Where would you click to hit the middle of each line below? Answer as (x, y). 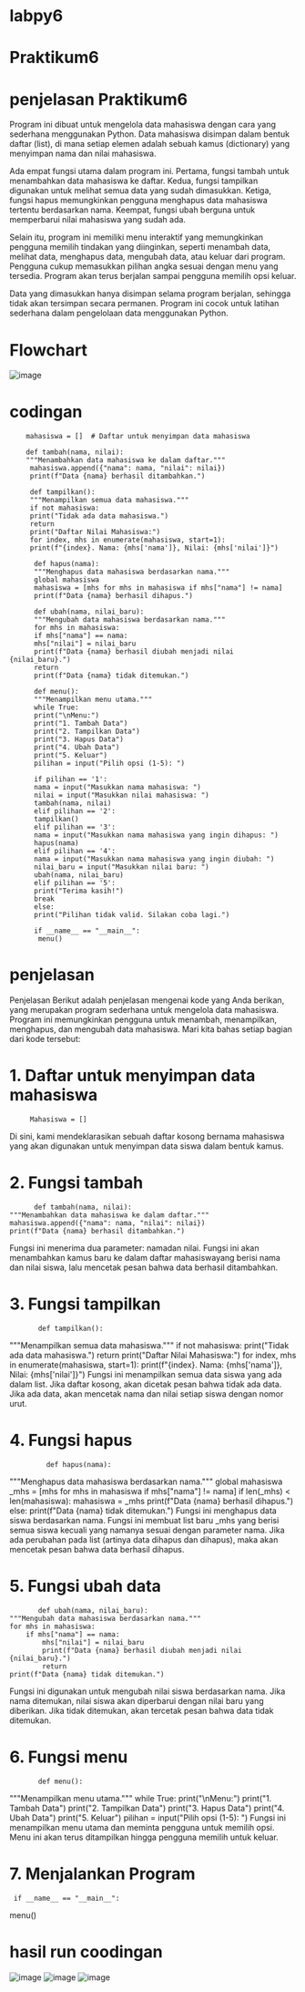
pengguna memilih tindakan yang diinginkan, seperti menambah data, (140, 247)
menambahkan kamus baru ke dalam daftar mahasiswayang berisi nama (145, 1258)
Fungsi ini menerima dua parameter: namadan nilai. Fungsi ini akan (134, 1248)
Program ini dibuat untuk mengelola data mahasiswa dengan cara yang (142, 125)
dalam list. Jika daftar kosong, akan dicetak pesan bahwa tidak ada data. (146, 1384)
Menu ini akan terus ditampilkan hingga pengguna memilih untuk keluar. (144, 1837)
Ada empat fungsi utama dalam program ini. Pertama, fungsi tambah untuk (149, 171)
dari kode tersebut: (45, 1039)
